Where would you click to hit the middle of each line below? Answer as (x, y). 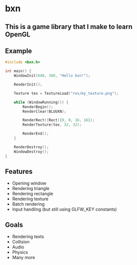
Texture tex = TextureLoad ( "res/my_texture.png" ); (66, 93)
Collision (21, 242)
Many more (24, 258)
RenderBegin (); (38, 107)
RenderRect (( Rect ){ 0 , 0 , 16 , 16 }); (59, 120)
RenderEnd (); (36, 134)
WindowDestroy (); (31, 152)
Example (19, 51)
